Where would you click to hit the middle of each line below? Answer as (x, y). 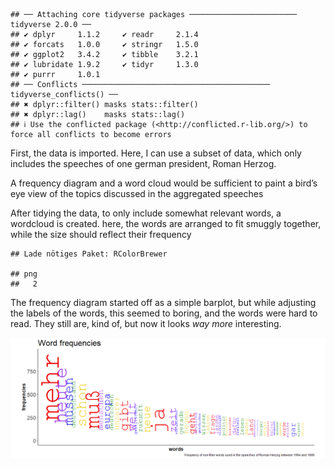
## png (24, 274)
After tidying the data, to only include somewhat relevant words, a (146, 213)
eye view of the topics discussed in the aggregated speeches (137, 193)
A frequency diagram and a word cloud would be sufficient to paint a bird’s (164, 183)
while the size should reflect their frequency (101, 234)
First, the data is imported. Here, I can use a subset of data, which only (156, 153)
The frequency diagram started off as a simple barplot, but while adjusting (163, 302)
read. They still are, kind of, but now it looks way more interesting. (146, 323)
